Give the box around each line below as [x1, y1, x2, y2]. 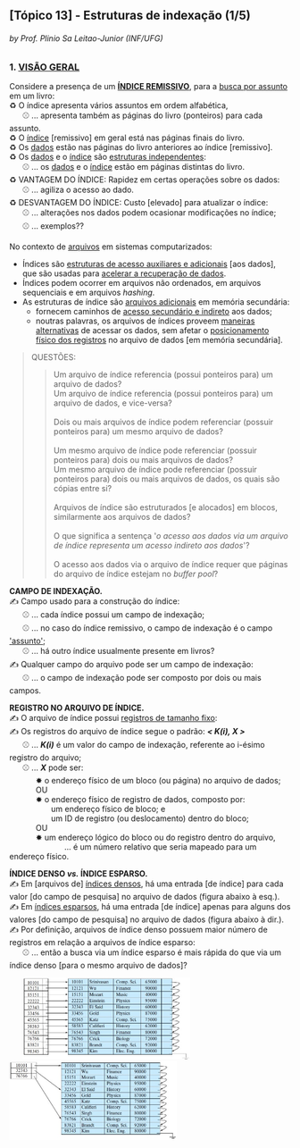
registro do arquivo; [9, 751, 82, 763]
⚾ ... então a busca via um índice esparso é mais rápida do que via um [21, 947, 282, 958]
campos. [9, 684, 42, 696]
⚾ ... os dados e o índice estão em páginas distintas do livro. [21, 161, 246, 172]
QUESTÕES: [30, 351, 77, 362]
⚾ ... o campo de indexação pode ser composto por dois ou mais [21, 672, 262, 683]
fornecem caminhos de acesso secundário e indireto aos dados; [35, 306, 272, 316]
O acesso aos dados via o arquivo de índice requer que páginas [53, 558, 288, 569]
